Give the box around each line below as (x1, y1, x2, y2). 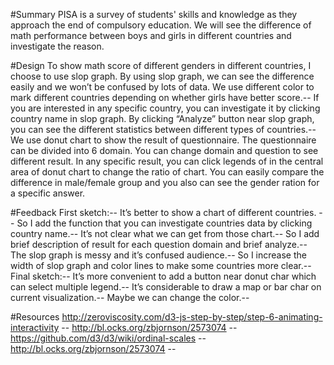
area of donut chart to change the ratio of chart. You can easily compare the (10, 166, 325, 178)
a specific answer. (10, 187, 86, 199)
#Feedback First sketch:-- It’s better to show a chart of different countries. (10, 207, 317, 218)
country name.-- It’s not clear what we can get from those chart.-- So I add (10, 228, 320, 239)
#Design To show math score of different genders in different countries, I (10, 60, 312, 71)
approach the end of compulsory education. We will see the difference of (10, 19, 312, 31)
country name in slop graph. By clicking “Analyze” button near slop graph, (10, 113, 315, 124)
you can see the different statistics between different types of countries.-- (10, 124, 317, 135)
